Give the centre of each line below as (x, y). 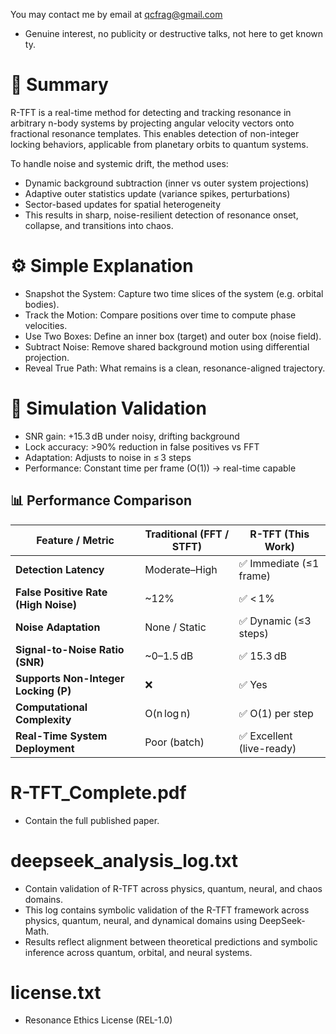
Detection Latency (60, 569)
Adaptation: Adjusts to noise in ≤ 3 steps (108, 457)
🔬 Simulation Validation (108, 408)
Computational (51, 707)
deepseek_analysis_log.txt (124, 860)
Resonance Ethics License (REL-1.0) (98, 1020)
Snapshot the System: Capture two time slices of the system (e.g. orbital (174, 293)
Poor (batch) (174, 742)
